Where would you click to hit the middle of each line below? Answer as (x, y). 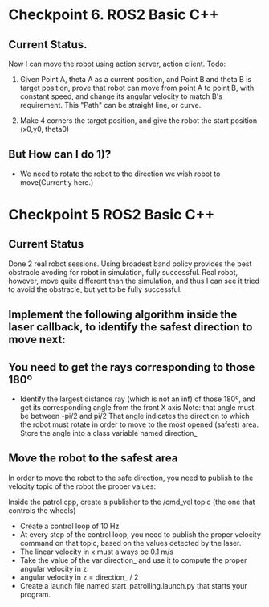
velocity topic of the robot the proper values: (82, 486)
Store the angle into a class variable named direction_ (108, 433)
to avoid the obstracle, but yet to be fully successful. (95, 289)
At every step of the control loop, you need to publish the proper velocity (140, 534)
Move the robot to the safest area (93, 459)
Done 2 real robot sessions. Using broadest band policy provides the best (130, 264)
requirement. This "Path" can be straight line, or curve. (110, 105)
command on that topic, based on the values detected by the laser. (130, 543)
